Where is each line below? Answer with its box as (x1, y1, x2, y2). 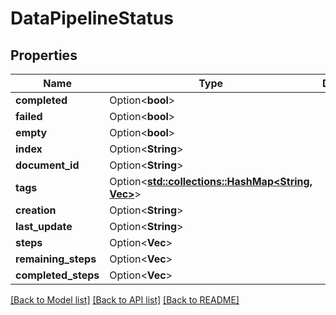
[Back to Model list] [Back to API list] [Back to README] (10, 294, 240, 306)
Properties (10, 47, 78, 64)
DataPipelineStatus (10, 7, 174, 30)
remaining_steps (15, 252, 97, 266)
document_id (15, 158, 80, 172)
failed (15, 110, 43, 123)
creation (15, 203, 57, 217)
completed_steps (15, 268, 100, 282)
